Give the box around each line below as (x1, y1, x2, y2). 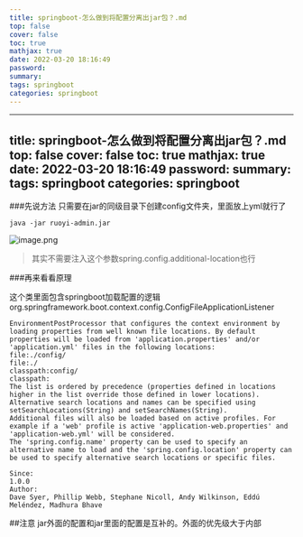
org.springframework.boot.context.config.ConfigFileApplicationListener (9, 301, 275, 312)
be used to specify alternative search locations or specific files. (9, 453, 277, 463)
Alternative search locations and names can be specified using (9, 398, 256, 407)
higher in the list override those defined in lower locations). (9, 390, 260, 400)
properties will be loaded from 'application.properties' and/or (9, 335, 260, 344)
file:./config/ (9, 351, 67, 360)
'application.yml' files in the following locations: (9, 343, 216, 352)
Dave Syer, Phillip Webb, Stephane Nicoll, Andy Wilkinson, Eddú (9, 493, 260, 502)
